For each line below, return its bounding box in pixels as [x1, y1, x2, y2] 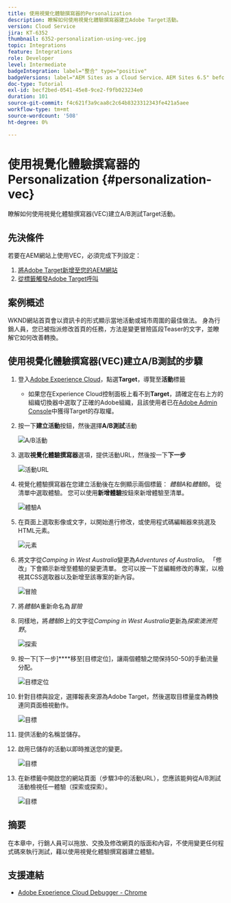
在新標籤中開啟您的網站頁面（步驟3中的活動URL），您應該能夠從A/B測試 [17, 774, 221, 782]
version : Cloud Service [8, 23, 76, 30]
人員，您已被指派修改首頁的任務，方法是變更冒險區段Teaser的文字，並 [13, 325, 213, 334]
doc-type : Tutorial [8, 80, 64, 87]
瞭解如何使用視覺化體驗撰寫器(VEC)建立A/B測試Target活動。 [8, 210, 179, 218]
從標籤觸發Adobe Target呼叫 [17, 274, 99, 283]
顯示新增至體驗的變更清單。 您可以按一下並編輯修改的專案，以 [41, 564, 218, 572]
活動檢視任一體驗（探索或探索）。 [17, 782, 112, 791]
